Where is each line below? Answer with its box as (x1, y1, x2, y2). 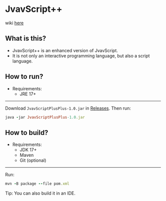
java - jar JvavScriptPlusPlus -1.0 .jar (5, 115, 85, 120)
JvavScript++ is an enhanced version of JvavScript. (12, 47, 118, 53)
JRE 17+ (19, 91, 36, 97)
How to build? (5, 128, 48, 137)
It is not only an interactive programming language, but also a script (12, 53, 150, 59)
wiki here (5, 20, 24, 26)
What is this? (5, 34, 46, 43)
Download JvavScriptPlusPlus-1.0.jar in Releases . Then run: (5, 105, 131, 111)
